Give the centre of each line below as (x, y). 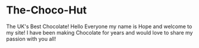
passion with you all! (31, 39)
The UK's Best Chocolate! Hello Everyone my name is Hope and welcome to (99, 26)
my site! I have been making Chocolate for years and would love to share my (99, 32)
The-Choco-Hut (47, 10)
